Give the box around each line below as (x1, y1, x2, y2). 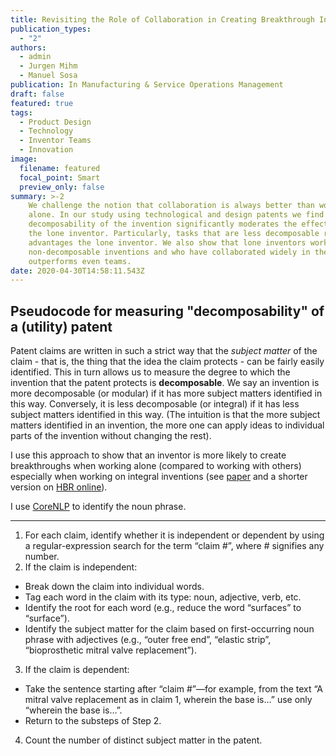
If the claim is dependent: (24, 664, 130, 676)
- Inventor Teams (19, 136, 92, 146)
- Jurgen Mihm (19, 61, 78, 71)
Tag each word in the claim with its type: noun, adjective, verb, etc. (24, 591, 302, 603)
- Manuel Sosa (19, 71, 78, 81)
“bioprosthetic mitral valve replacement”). (24, 644, 197, 656)
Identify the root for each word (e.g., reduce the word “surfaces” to (24, 602, 302, 614)
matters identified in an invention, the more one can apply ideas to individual (10, 419, 325, 431)
